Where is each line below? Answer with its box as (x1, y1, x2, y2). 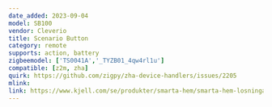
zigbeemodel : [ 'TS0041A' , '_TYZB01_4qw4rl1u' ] (8, 57, 164, 65)
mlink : (8, 79, 31, 87)
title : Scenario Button (8, 34, 89, 43)
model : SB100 (8, 19, 53, 27)
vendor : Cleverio (8, 27, 67, 35)
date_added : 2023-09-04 (8, 11, 89, 20)
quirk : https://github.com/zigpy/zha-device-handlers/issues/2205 (8, 72, 237, 80)
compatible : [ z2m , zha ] (8, 64, 89, 72)
